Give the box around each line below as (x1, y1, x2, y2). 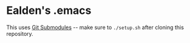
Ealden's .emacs (6, 4, 92, 18)
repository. (6, 30, 33, 37)
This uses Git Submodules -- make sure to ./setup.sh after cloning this (6, 24, 184, 31)
